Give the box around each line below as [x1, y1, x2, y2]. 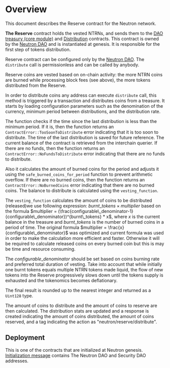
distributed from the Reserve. [5, 82, 67, 88]
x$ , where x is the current [106, 213, 160, 220]
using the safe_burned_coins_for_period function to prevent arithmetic [5, 171, 153, 177]
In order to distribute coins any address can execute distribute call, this [5, 92, 157, 98]
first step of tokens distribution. [5, 46, 71, 52]
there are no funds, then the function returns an [5, 145, 105, 151]
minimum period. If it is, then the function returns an [5, 124, 114, 130]
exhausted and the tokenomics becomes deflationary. [5, 277, 118, 283]
